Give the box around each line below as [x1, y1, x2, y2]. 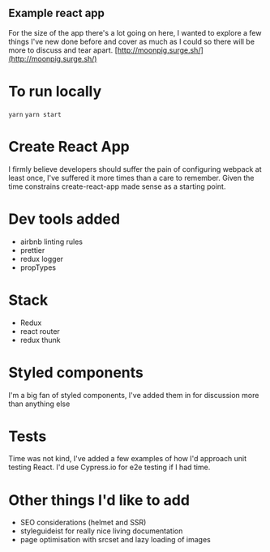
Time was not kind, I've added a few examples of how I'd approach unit [8, 454, 247, 464]
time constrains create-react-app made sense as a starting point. [8, 182, 226, 191]
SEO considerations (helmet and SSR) [19, 518, 147, 528]
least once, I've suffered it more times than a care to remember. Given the [8, 173, 255, 182]
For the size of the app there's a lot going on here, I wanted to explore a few [8, 28, 262, 37]
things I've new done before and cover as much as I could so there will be [8, 36, 255, 46]
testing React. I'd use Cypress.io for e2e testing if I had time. [8, 462, 211, 473]
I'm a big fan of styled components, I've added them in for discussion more [8, 390, 259, 400]
